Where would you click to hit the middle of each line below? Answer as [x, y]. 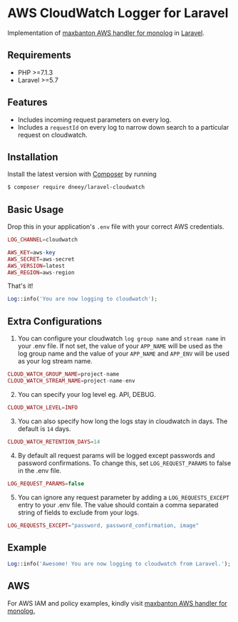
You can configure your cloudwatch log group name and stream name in [121, 338]
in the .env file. [40, 470]
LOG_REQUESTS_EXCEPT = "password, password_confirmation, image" [103, 525]
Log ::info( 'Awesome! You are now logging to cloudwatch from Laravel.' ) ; [119, 564]
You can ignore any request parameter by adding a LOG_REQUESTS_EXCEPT [123, 497]
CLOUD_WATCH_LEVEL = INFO [43, 408]
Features [27, 102]
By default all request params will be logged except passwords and [116, 455]
